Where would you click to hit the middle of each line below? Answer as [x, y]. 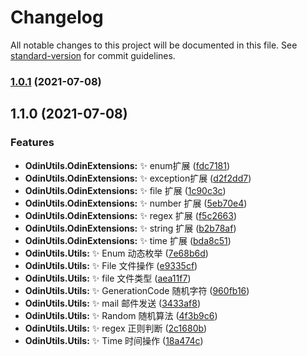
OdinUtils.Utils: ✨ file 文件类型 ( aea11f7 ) [108, 278]
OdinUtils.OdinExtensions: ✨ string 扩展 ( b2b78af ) [130, 228]
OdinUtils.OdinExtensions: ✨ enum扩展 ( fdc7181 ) [127, 165]
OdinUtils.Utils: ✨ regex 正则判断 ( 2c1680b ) [116, 328]
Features [32, 143]
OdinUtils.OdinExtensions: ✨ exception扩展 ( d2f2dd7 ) [138, 178]
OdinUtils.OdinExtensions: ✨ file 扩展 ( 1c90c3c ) [125, 190]
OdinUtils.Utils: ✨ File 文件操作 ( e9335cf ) [111, 265]
